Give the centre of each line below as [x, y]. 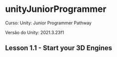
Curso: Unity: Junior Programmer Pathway [48, 23]
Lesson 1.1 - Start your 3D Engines [59, 48]
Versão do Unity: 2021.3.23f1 [35, 32]
